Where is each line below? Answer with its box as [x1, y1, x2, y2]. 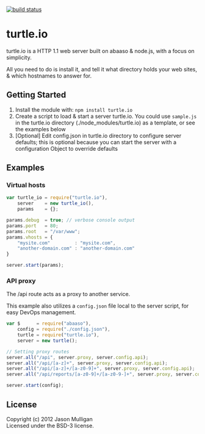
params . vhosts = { [6, 234, 53, 241]
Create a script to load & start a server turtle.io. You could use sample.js [15, 112, 197, 120]
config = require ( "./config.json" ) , [17, 327, 111, 333]
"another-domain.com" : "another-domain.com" [17, 245, 135, 251]
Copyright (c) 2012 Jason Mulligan [6, 415, 93, 422]
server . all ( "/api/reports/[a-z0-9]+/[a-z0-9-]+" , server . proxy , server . [6, 371, 195, 378]
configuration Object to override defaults [15, 145, 118, 152]
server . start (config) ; [6, 382, 64, 389]
